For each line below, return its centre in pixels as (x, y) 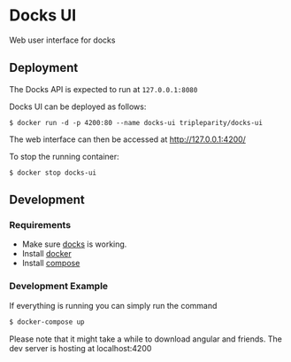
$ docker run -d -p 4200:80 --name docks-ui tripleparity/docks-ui (136, 122)
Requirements (40, 225)
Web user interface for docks (62, 40)
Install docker (47, 254)
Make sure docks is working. (74, 244)
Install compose (51, 264)
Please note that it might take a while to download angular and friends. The (146, 339)
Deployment (44, 68)
